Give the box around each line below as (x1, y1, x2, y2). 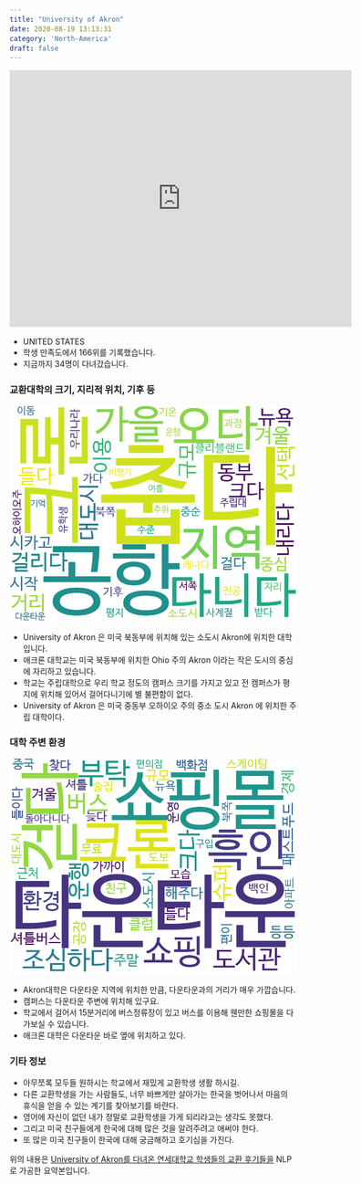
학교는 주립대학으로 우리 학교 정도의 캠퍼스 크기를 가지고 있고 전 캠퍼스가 (22, 676, 281, 688)
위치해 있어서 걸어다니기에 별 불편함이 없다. (39, 688, 193, 699)
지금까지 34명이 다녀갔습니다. (22, 359, 129, 370)
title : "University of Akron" (9, 15, 125, 24)
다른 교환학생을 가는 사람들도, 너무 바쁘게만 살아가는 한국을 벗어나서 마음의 (22, 1089, 289, 1100)
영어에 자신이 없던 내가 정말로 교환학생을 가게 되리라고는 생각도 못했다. (22, 1112, 273, 1123)
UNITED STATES (22, 336, 85, 347)
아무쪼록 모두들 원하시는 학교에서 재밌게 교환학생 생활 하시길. (22, 1077, 240, 1088)
